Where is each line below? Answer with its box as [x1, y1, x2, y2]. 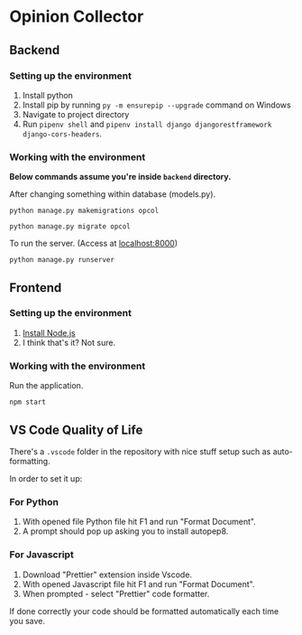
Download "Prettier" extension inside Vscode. [22, 569, 192, 580]
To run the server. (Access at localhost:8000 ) [9, 238, 178, 249]
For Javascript [9, 548, 74, 561]
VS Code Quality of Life [9, 422, 143, 437]
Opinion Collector [9, 6, 144, 27]
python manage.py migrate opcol [9, 222, 131, 231]
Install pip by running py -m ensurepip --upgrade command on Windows [22, 99, 291, 110]
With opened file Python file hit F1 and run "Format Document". [22, 517, 257, 528]
